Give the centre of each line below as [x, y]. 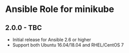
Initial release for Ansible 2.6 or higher [52, 39]
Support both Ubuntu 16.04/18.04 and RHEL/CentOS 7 [68, 45]
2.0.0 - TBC [23, 28]
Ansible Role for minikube [60, 9]
